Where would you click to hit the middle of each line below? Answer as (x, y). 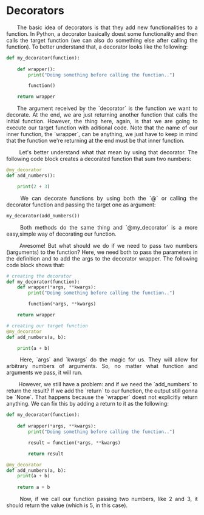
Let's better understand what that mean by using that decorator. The (108, 152)
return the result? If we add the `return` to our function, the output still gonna (102, 391)
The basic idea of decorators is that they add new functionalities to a (107, 27)
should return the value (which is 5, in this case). (67, 505)
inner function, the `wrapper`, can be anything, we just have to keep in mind (102, 134)
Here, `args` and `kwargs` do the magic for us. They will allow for (109, 360)
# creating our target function (47, 326)
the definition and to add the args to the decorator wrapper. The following (102, 258)
